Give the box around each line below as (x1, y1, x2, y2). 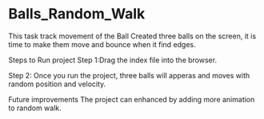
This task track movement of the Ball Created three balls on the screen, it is (8, 31, 257, 41)
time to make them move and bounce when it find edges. (8, 39, 196, 49)
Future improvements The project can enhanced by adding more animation (8, 94, 255, 104)
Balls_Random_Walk (8, 5, 146, 23)
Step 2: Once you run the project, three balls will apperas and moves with (8, 70, 250, 80)
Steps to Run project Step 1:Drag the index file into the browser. (8, 55, 218, 65)
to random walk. (8, 103, 62, 113)
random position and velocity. (8, 79, 106, 89)
